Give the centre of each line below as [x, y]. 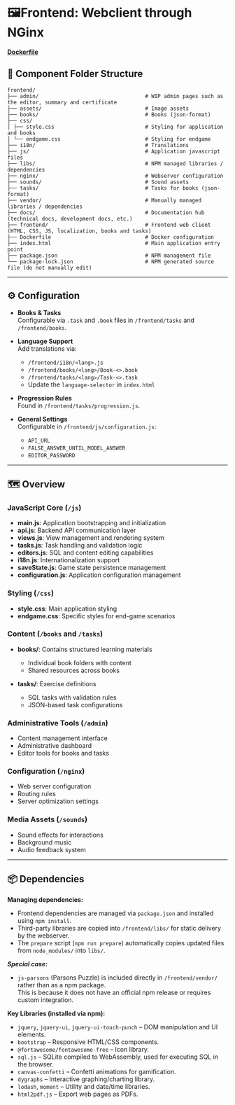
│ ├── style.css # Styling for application [115, 127]
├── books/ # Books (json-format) [109, 114]
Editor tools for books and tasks [63, 753]
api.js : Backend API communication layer [77, 530]
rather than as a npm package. [62, 985]
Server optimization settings [58, 801]
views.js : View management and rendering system [91, 538]
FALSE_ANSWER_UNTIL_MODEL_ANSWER [77, 448]
